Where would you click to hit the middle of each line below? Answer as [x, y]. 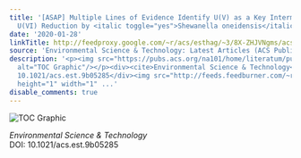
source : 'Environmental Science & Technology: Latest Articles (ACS [140, 51]
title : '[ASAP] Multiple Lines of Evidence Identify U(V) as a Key [138, 17]
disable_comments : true [54, 92]
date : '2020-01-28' [46, 34]
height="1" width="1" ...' [68, 84]
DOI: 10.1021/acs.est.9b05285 [64, 145]
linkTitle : [30, 42]
